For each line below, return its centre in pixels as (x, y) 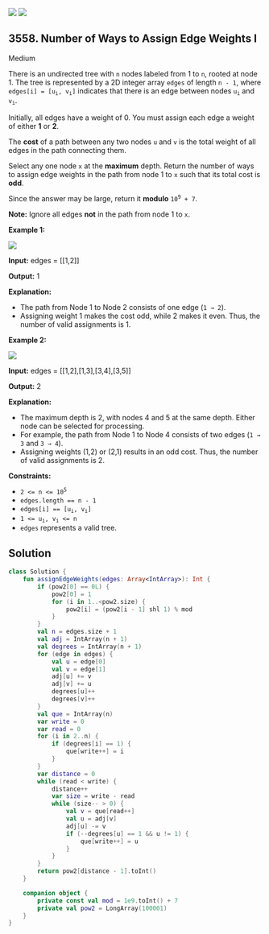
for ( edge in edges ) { (75, 654)
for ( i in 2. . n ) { (68, 737)
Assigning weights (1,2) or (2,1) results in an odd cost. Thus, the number (139, 452)
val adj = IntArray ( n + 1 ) (83, 639)
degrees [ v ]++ (73, 699)
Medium (22, 58)
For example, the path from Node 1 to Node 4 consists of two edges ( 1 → (140, 434)
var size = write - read (93, 796)
